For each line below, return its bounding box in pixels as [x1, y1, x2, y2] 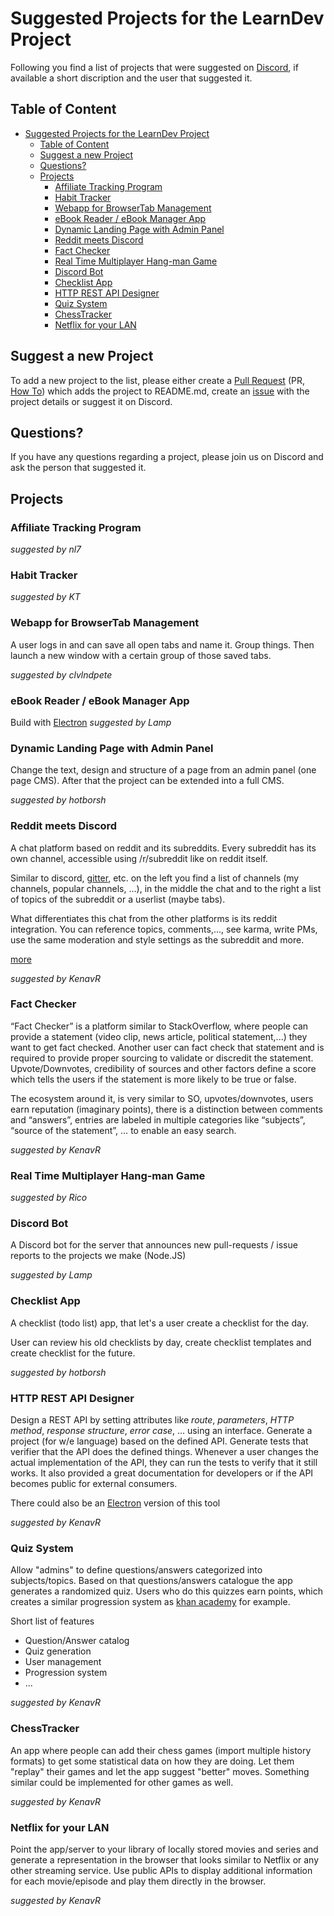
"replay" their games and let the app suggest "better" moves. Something [10, 1765, 310, 1777]
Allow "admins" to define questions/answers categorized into [10, 1564, 263, 1576]
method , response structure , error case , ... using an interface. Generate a [10, 1425, 313, 1437]
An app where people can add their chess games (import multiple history [10, 1744, 312, 1756]
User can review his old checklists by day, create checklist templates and [10, 1336, 312, 1348]
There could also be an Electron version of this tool [10, 1497, 221, 1509]
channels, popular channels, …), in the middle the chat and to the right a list [10, 882, 322, 894]
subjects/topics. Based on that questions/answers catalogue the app [10, 1575, 293, 1587]
